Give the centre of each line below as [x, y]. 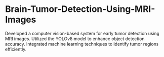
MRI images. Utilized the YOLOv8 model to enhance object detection [75, 39]
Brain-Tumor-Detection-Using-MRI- [80, 9]
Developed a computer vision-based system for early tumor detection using [82, 33]
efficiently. [16, 49]
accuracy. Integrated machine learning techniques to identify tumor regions [82, 44]
